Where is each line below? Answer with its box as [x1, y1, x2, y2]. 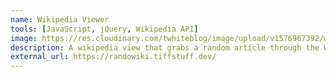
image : [10, 33, 38, 43]
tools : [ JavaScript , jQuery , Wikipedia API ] [10, 24, 199, 34]
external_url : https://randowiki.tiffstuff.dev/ [10, 52, 217, 62]
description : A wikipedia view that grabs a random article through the [10, 42, 320, 53]
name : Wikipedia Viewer [10, 14, 110, 25]
